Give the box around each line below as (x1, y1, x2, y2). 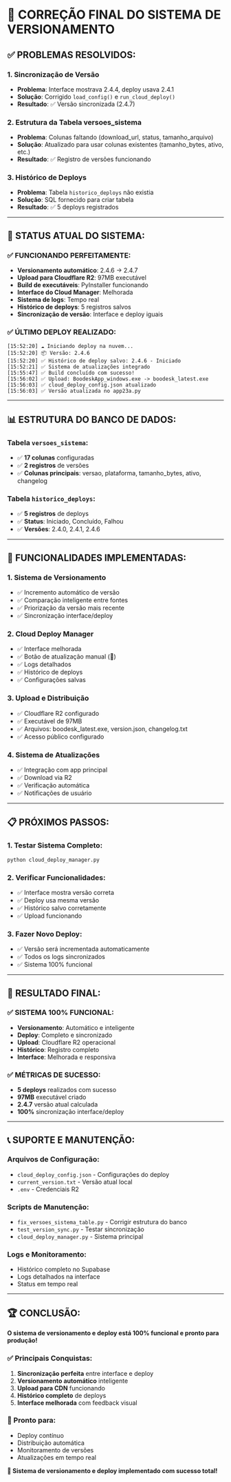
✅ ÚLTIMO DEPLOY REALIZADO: (7, 327, 117, 337)
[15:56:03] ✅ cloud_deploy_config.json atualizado (7, 382, 157, 389)
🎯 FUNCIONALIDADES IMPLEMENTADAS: (7, 552, 187, 564)
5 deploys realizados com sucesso (16, 1086, 117, 1094)
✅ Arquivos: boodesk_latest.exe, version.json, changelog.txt (16, 724, 188, 733)
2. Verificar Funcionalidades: (7, 872, 106, 882)
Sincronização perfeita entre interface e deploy (16, 1369, 154, 1377)
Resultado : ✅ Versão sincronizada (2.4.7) (16, 100, 135, 108)
